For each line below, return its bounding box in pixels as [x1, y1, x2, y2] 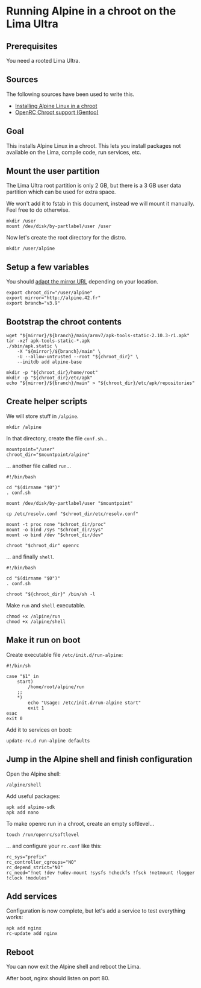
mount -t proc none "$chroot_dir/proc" [6, 521, 107, 527]
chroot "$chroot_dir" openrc [6, 542, 79, 548]
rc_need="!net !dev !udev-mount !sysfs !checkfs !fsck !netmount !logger [6, 870, 196, 876]
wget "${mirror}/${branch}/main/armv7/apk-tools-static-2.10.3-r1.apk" [6, 333, 190, 339]
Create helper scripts [6, 396, 87, 407]
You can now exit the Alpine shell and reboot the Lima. [6, 963, 141, 971]
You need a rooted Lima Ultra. [6, 57, 81, 64]
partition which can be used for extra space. [6, 188, 116, 195]
